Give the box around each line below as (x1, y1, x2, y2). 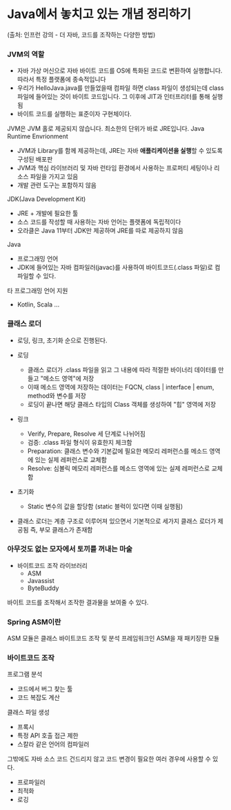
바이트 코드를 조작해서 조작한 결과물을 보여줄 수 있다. (7, 598, 149, 606)
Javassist (27, 576, 55, 585)
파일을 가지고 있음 (30, 172, 79, 181)
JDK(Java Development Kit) (7, 195, 86, 203)
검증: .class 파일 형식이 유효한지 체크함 (27, 438, 132, 446)
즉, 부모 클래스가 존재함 (30, 525, 93, 533)
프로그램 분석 (7, 670, 43, 679)
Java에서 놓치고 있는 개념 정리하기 (7, 6, 192, 22)
